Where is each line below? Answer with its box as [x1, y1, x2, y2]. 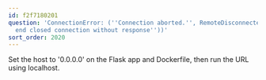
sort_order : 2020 [8, 33, 66, 42]
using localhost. [8, 64, 60, 73]
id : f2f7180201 [8, 11, 59, 20]
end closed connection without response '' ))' [15, 26, 169, 34]
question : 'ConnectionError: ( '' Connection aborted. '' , [8, 19, 196, 27]
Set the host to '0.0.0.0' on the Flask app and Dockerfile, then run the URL [8, 55, 249, 64]
